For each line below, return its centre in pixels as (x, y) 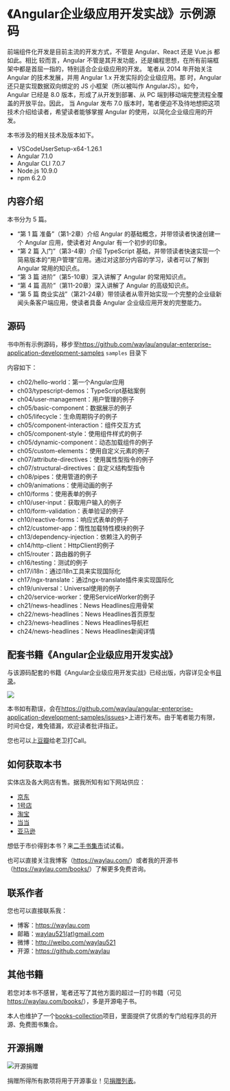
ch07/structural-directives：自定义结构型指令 (81, 467)
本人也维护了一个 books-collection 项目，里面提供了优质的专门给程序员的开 (112, 1015)
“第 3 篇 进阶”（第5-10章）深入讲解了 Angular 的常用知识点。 (103, 276)
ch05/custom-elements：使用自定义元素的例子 (83, 450)
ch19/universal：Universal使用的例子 (69, 588)
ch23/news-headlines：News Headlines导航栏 (83, 622)
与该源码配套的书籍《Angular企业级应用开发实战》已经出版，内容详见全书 (112, 673)
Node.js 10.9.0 (37, 170)
